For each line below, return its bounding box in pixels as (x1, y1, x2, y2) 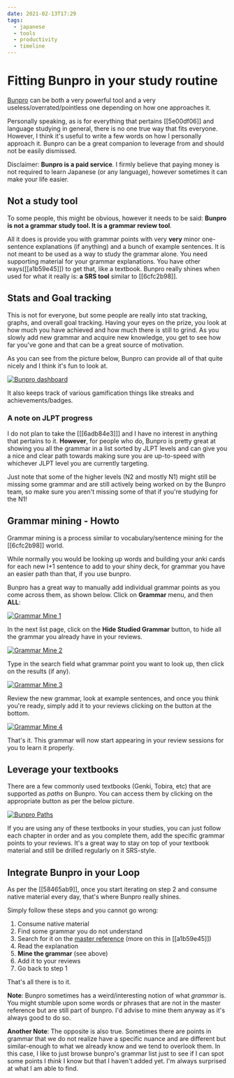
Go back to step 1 (17, 964, 68, 972)
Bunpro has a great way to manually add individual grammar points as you (7, 583, 221, 591)
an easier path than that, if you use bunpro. (7, 569, 131, 577)
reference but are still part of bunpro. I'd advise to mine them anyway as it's (7, 1006, 226, 1014)
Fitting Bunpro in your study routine (7, 73, 218, 89)
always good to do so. (7, 1014, 71, 1022)
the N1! (7, 494, 28, 503)
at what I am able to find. (7, 1064, 79, 1073)
